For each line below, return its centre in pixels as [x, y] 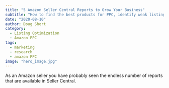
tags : [11, 43]
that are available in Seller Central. [41, 81]
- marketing [22, 47]
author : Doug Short [26, 24]
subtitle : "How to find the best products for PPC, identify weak [76, 15]
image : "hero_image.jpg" [31, 61]
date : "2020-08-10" [26, 19]
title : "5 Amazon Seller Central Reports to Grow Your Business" [75, 10]
